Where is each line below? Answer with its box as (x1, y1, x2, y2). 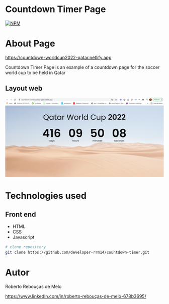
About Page (5, 38, 55, 49)
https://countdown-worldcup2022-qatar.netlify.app (5, 54, 112, 60)
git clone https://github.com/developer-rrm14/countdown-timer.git (5, 250, 150, 255)
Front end (5, 210, 36, 218)
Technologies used (5, 190, 87, 202)
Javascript (12, 234, 35, 240)
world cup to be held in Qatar (5, 69, 66, 75)
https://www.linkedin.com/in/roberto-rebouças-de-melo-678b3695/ (5, 293, 147, 299)
